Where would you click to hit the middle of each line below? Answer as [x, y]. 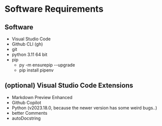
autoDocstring [26, 118]
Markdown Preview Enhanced [42, 97]
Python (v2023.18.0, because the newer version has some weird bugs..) [84, 108]
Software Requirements [54, 9]
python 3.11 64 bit [30, 54]
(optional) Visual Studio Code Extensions [69, 86]
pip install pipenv [36, 70]
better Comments [30, 113]
